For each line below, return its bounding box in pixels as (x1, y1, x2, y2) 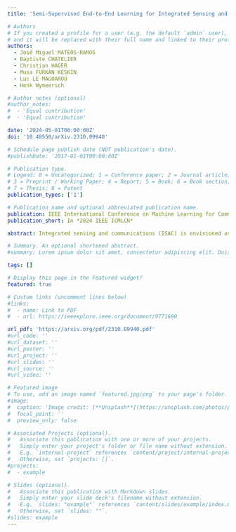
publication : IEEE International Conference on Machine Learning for (7, 210, 216, 218)
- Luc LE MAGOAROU (13, 75, 68, 82)
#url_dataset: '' (7, 339, 58, 346)
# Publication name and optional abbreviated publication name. (7, 204, 199, 211)
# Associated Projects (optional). (7, 429, 112, 436)
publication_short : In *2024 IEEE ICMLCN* (7, 217, 133, 224)
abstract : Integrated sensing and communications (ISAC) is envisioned (7, 230, 221, 237)
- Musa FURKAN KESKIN (13, 68, 77, 76)
